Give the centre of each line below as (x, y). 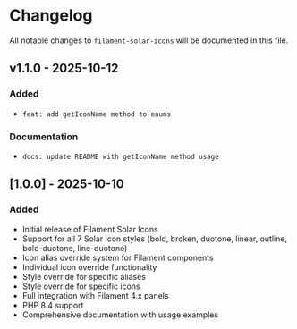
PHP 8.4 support (53, 305)
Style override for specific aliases (84, 276)
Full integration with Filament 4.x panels (95, 295)
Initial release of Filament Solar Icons (90, 229)
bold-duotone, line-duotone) (75, 248)
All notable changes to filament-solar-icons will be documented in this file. (149, 40)
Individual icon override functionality (89, 267)
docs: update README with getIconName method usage (120, 156)
